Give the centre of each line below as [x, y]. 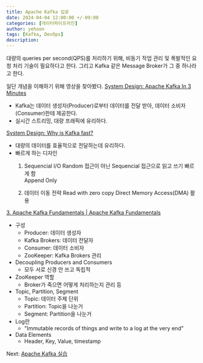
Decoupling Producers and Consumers [64, 262]
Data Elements [33, 335]
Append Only [41, 180]
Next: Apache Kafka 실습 [37, 354]
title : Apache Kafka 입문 [38, 12]
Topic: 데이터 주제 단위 [51, 299]
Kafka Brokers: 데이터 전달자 [59, 240]
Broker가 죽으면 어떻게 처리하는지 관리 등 [73, 285]
